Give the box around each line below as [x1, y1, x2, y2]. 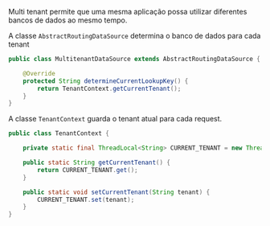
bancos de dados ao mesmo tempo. [8, 15, 128, 25]
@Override [22, 69, 56, 77]
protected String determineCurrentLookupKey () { [22, 76, 189, 85]
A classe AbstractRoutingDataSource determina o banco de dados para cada [8, 31, 261, 40]
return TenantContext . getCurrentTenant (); [37, 84, 182, 92]
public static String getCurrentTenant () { [22, 158, 171, 166]
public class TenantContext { [8, 129, 110, 138]
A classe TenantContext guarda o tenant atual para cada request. [8, 114, 223, 124]
